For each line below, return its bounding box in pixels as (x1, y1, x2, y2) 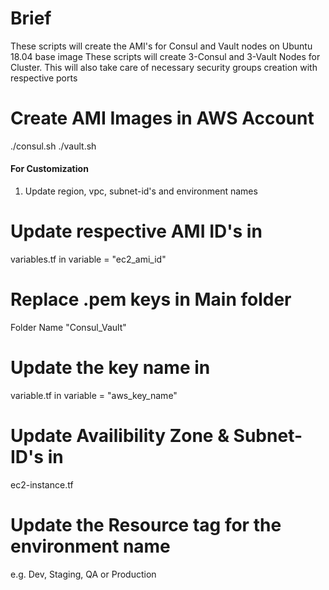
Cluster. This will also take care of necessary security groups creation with (10, 61, 318, 73)
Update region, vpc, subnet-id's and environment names (24, 185, 258, 197)
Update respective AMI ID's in (10, 220, 263, 243)
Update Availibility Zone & (10, 425, 230, 447)
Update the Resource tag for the (10, 514, 282, 537)
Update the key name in (10, 357, 211, 379)
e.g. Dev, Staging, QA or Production (10, 568, 157, 580)
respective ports (10, 72, 78, 84)
